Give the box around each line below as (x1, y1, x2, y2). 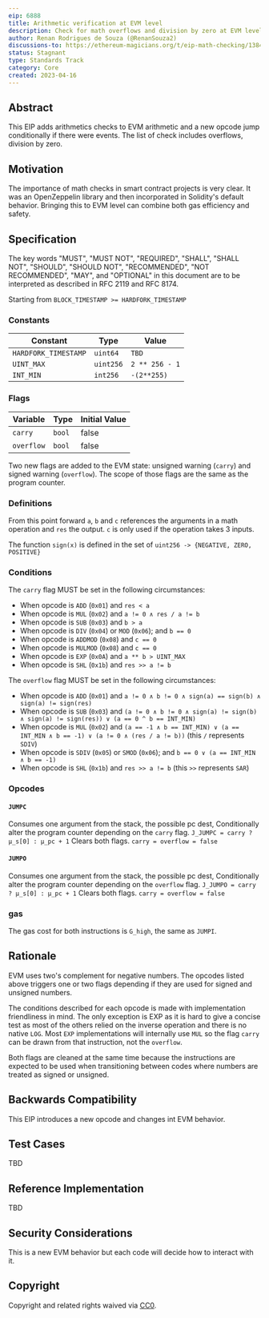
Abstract (8, 101, 54, 115)
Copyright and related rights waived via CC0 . (8, 1300, 157, 1310)
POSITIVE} (8, 548, 42, 557)
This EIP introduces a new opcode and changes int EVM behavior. (8, 1114, 226, 1123)
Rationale (8, 950, 57, 963)
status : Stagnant (8, 49, 66, 57)
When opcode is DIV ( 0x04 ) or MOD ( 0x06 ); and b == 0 (19, 626, 191, 636)
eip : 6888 (8, 11, 42, 20)
